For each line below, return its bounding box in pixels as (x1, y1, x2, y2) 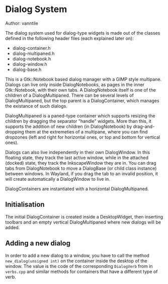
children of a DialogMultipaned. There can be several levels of (5, 92, 134, 98)
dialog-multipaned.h (12, 50, 55, 56)
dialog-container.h (12, 45, 51, 51)
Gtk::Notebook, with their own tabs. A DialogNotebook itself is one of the (5, 87, 156, 93)
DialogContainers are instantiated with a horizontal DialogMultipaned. (5, 185, 149, 192)
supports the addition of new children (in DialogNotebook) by (5, 123, 132, 129)
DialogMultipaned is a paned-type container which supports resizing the (5, 112, 155, 119)
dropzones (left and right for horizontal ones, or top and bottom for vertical (5, 134, 160, 140)
